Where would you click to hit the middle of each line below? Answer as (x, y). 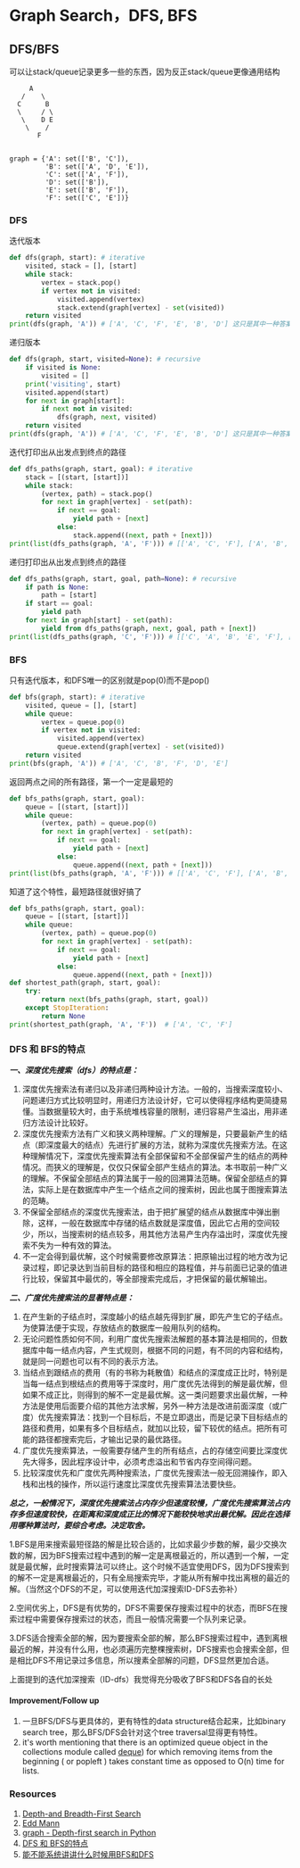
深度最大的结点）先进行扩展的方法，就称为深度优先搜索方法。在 (163, 1145)
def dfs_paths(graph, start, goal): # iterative (101, 469)
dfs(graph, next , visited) (107, 418)
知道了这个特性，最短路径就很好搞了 (76, 892)
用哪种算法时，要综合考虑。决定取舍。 (79, 1525)
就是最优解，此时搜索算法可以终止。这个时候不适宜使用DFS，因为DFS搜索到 (149, 1567)
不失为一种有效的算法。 (73, 1245)
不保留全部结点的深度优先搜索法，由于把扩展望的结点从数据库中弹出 (147, 1212)
